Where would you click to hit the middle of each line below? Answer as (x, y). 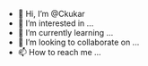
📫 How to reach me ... (59, 52)
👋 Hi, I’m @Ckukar (51, 14)
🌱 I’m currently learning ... (65, 33)
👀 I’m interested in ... (56, 23)
